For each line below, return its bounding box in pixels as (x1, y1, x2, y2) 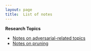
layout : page (5, 7, 32, 12)
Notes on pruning (12, 40, 48, 46)
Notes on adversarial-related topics (12, 35, 86, 41)
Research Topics (5, 25, 41, 31)
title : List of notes (5, 12, 52, 17)
